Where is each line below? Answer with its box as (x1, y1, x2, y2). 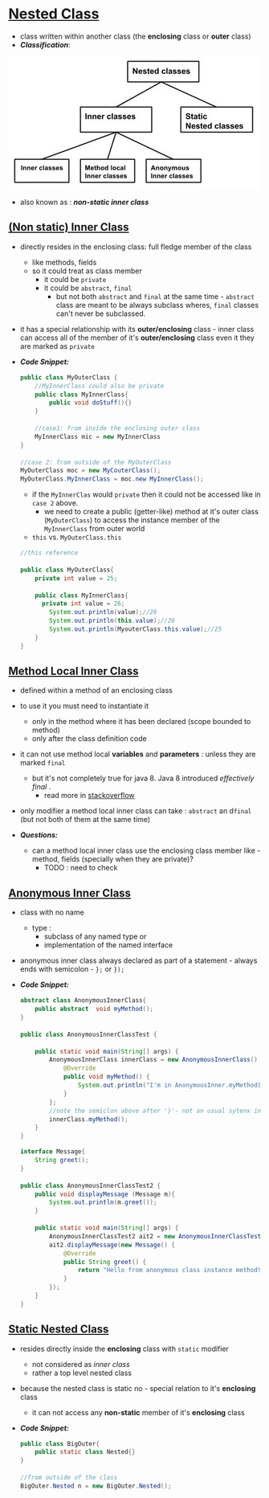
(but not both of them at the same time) (19, 815, 151, 825)
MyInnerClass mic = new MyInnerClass (35, 432, 161, 440)
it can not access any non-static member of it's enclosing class (31, 1407, 245, 1417)
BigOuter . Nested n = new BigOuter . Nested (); (19, 1482, 172, 1490)
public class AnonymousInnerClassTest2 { (19, 1181, 161, 1189)
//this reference (19, 549, 79, 557)
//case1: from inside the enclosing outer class (35, 424, 201, 432)
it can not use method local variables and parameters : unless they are (19, 749, 256, 759)
